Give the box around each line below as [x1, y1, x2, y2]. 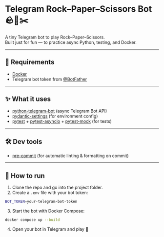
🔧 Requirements [5, 58, 55, 66]
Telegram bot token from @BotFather [12, 76, 87, 82]
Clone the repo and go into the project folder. [12, 184, 103, 191]
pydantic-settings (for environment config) [12, 113, 98, 119]
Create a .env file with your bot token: [12, 190, 88, 196]
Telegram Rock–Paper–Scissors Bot [5, 3, 152, 15]
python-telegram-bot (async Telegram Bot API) [12, 108, 107, 114]
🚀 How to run [5, 172, 45, 180]
